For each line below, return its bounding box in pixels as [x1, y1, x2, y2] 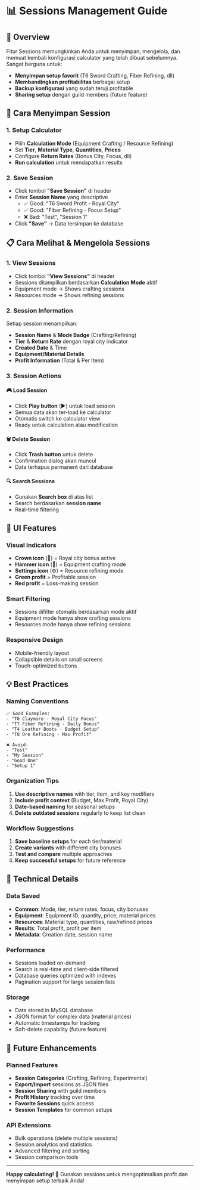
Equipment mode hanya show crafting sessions [14, 614, 131, 622]
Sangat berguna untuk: [6, 60, 62, 67]
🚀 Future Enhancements [6, 1043, 97, 1053]
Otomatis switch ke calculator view [14, 415, 101, 422]
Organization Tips [6, 777, 60, 785]
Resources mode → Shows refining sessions [14, 291, 124, 298]
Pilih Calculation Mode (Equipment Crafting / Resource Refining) [14, 140, 174, 147]
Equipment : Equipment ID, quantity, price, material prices [14, 911, 156, 919]
